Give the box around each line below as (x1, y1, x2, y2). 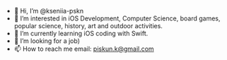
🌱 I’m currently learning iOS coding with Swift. (13, 29, 149, 37)
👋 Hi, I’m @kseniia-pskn (13, 7, 84, 15)
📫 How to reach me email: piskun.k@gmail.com (13, 44, 154, 53)
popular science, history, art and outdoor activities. (13, 22, 163, 30)
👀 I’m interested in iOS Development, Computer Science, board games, (13, 14, 221, 23)
